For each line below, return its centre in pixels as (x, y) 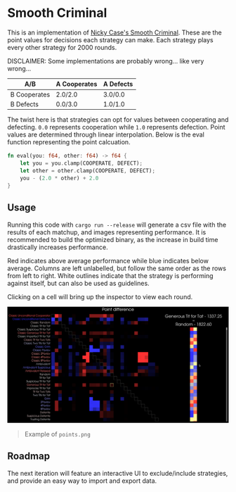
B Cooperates (30, 94)
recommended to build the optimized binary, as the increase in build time (113, 239)
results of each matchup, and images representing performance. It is (107, 232)
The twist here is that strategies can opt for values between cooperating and (118, 120)
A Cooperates (77, 84)
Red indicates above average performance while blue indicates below (108, 260)
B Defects (24, 104)
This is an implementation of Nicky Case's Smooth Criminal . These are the (115, 32)
